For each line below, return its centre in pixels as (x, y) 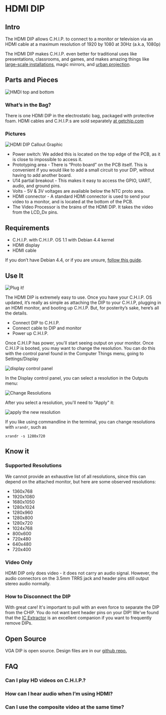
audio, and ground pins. (36, 186)
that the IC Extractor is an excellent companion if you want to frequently (79, 618)
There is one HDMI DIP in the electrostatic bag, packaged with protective (80, 116)
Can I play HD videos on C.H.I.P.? (45, 680)
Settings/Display (22, 359)
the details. (17, 313)
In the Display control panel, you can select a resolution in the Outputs (77, 378)
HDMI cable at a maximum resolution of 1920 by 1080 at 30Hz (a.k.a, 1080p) (83, 44)
